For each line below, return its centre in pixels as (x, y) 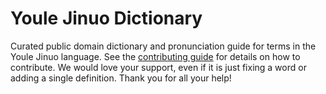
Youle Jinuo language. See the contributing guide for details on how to (155, 56)
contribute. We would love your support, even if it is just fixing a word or (158, 67)
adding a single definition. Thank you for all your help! (121, 78)
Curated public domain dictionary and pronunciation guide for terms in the (163, 46)
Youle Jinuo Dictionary (106, 18)
